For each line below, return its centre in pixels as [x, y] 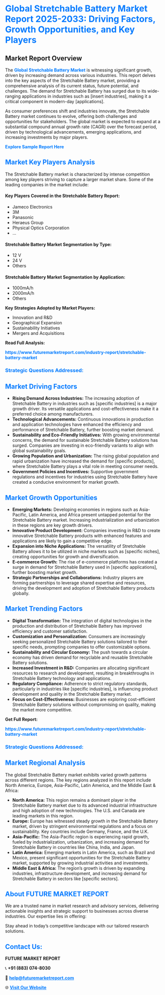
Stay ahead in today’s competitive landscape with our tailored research [77, 926]
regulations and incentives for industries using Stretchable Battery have [85, 477]
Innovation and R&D [32, 318]
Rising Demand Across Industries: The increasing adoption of [76, 398]
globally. [21, 593]
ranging [13, 96]
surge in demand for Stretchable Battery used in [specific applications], [85, 567]
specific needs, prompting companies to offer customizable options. [82, 647]
